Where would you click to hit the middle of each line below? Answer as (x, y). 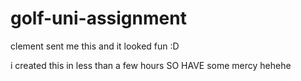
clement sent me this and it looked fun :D (95, 46)
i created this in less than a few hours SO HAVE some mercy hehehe (151, 65)
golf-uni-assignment (98, 18)
